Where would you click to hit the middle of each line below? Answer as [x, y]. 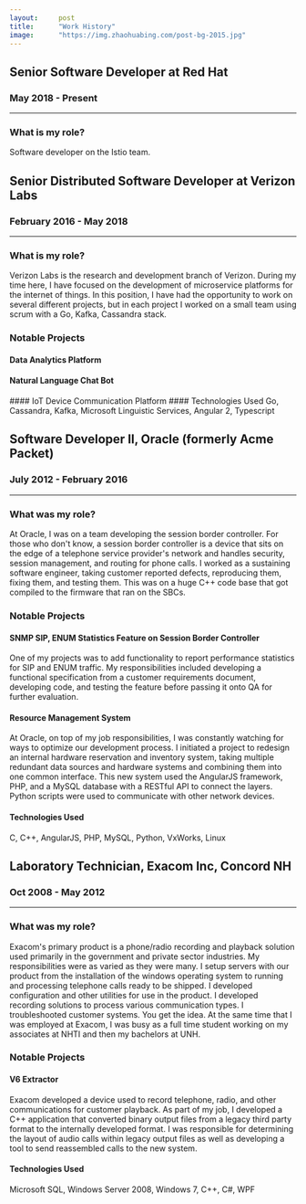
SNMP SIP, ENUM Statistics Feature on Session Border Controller [135, 638]
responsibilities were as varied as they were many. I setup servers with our [149, 966]
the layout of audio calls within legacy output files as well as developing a [147, 1138]
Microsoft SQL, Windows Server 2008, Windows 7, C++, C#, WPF [133, 1189]
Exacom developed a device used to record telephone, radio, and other [143, 1099]
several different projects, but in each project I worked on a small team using [153, 305]
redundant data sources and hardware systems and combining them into [146, 767]
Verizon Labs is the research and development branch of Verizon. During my [153, 276]
